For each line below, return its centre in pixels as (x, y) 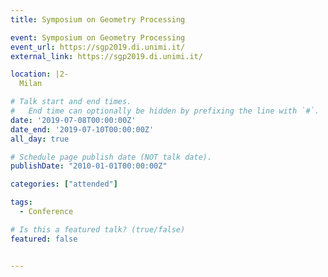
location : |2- (40, 74)
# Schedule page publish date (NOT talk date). (111, 157)
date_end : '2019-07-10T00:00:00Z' (82, 129)
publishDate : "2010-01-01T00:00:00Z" (89, 166)
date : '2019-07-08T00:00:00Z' (73, 120)
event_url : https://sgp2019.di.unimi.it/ (98, 47)
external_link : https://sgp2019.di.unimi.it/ (106, 56)
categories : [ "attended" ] (64, 184)
